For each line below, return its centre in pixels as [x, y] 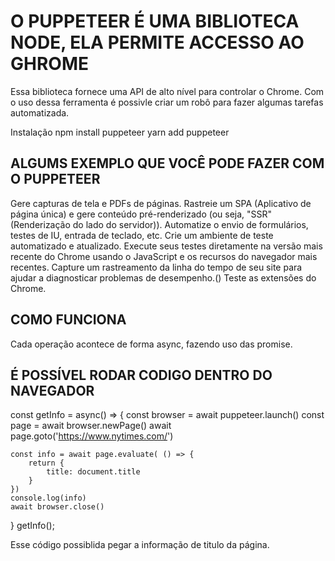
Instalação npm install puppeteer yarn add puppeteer [120, 132]
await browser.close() [57, 507]
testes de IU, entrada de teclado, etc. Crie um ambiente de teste [142, 235]
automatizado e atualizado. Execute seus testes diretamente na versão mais [166, 246]
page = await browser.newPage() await [91, 426]
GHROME [49, 64]
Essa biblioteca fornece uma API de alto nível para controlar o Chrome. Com [167, 91]
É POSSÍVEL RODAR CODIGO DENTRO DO [141, 375]
